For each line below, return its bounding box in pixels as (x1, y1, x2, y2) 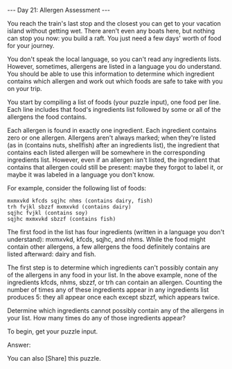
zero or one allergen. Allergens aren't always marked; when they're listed (7, 133, 216, 142)
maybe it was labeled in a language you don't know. (7, 170, 155, 179)
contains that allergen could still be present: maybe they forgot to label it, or (7, 163, 224, 171)
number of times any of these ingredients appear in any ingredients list (7, 286, 209, 294)
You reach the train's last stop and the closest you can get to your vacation (7, 19, 222, 27)
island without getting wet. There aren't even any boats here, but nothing (7, 27, 215, 35)
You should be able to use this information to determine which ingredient (7, 69, 215, 78)
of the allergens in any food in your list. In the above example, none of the (7, 271, 217, 279)
